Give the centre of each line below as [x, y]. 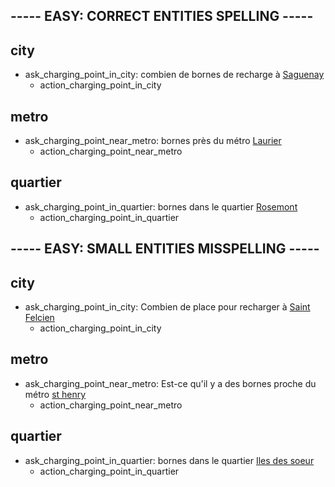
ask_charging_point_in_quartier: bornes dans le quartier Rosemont [161, 206]
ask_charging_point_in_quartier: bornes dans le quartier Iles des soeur [169, 460]
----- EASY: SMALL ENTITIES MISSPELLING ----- [165, 249]
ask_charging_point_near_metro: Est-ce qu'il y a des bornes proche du [170, 383]
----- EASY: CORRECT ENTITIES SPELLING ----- [162, 16]
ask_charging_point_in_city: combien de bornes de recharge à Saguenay [174, 75]
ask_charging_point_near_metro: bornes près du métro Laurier [153, 141]
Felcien [39, 318]
